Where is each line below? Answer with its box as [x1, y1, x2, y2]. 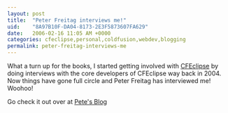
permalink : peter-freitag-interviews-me [7, 43, 127, 50]
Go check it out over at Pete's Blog [7, 98, 107, 105]
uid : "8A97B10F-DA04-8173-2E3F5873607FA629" [7, 23, 149, 30]
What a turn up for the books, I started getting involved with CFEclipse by [7, 62, 219, 70]
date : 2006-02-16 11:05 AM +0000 [7, 29, 111, 37]
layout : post [7, 10, 45, 17]
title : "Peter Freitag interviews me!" [7, 17, 127, 24]
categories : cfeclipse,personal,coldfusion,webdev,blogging [7, 36, 187, 43]
